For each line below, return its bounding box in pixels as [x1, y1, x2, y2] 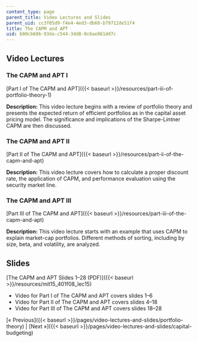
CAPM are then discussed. [6, 122, 72, 129]
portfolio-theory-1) [6, 91, 52, 98]
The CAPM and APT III [6, 196, 72, 205]
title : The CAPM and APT [6, 25, 68, 32]
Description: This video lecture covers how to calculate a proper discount [6, 169, 188, 176]
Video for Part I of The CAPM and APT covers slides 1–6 [14, 292, 153, 299]
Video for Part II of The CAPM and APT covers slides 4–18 [14, 298, 157, 306]
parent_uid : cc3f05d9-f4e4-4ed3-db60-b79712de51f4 [6, 20, 135, 26]
